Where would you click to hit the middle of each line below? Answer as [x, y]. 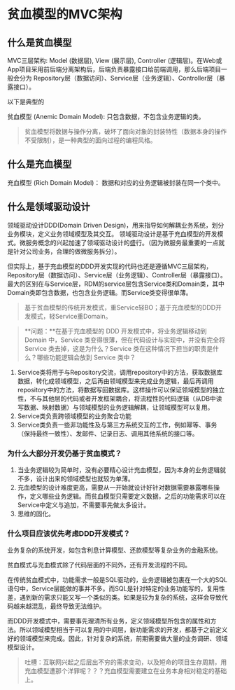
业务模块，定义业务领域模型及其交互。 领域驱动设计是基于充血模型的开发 [112, 234]
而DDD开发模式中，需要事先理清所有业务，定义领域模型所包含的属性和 [109, 621]
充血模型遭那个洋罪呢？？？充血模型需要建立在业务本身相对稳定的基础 [126, 671]
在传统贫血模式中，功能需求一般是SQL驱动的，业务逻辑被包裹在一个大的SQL [117, 580]
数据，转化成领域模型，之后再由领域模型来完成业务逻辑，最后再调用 [115, 381]
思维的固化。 [36, 513]
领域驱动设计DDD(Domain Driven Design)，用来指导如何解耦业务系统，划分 [116, 225]
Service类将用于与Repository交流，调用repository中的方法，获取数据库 [120, 372]
